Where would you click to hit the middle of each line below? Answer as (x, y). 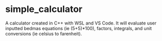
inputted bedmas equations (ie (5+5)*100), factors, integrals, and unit (79, 28)
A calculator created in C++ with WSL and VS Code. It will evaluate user (81, 23)
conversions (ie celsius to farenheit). (44, 33)
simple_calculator (44, 9)
